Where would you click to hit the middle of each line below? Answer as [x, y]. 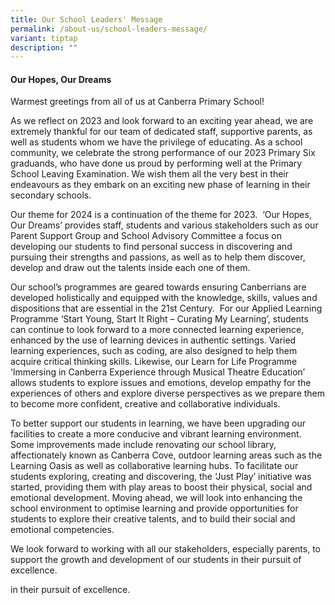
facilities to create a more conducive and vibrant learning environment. [156, 434]
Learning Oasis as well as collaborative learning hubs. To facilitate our [154, 466]
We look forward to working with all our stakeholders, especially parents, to [165, 549]
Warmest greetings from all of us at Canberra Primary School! [137, 102]
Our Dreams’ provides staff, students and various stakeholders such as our [164, 225]
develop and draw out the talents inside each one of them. [130, 268]
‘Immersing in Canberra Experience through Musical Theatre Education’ [158, 372]
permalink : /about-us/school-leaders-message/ [109, 29]
